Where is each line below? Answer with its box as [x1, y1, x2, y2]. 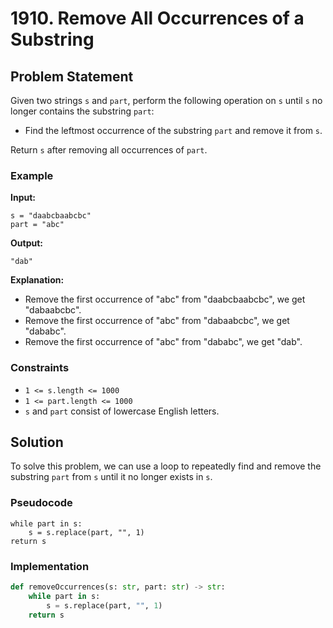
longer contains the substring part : [10, 105, 155, 117]
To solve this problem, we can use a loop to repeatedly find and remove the [10, 460, 322, 472]
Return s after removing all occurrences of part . [10, 144, 208, 156]
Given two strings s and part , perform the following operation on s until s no [10, 95, 323, 106]
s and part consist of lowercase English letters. [24, 405, 220, 417]
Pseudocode [10, 496, 73, 510]
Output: [10, 237, 43, 249]
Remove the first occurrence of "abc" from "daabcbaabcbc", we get [24, 293, 306, 306]
